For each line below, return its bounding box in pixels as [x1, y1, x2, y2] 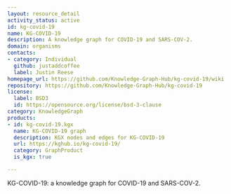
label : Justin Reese [13, 69, 74, 76]
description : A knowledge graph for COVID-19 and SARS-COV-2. [7, 36, 193, 43]
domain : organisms [7, 43, 61, 50]
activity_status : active [7, 17, 80, 24]
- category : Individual [7, 56, 77, 63]
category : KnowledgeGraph [7, 108, 83, 115]
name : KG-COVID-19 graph [13, 127, 86, 134]
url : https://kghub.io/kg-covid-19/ [13, 141, 121, 148]
